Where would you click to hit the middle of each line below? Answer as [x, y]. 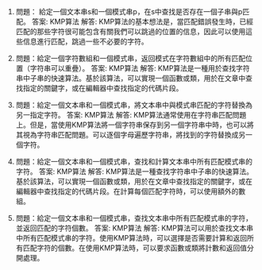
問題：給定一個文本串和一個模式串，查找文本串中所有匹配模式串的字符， [134, 218]
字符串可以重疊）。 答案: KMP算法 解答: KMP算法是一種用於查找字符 [140, 68]
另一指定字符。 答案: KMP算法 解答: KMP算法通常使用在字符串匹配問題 [131, 115]
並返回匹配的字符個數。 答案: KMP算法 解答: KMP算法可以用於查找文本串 [135, 228]
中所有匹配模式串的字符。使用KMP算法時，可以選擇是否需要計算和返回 [131, 238]
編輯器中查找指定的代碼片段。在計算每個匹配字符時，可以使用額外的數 [131, 191]
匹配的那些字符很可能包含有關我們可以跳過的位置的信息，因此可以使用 [131, 31]
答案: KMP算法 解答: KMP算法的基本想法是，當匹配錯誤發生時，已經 [143, 21]
